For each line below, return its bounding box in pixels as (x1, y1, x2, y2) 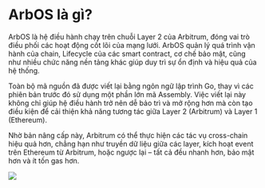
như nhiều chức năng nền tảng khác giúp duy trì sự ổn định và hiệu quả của (8, 57, 257, 67)
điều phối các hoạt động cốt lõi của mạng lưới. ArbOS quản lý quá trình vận (8, 40, 255, 49)
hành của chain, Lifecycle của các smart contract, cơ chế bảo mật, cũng (8, 49, 246, 58)
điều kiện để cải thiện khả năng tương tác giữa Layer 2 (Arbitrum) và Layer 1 (8, 106, 258, 116)
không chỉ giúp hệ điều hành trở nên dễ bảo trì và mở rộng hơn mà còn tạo (8, 98, 253, 108)
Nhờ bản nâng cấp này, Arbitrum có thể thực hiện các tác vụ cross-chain (8, 130, 248, 140)
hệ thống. (8, 65, 40, 75)
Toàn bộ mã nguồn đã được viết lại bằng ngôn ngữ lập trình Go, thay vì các (8, 81, 254, 91)
